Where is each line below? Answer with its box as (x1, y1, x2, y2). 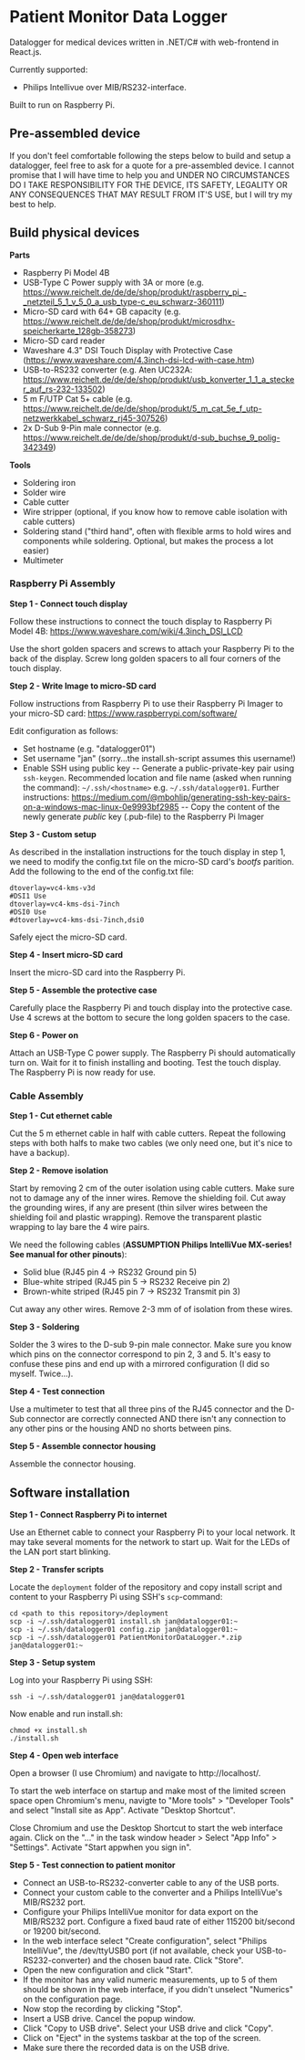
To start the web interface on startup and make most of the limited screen (9, 1785, 286, 1796)
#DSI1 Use (9, 891, 47, 900)
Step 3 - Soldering (9, 1321, 80, 1332)
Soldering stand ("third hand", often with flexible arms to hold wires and (22, 525, 291, 536)
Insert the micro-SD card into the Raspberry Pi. (9, 966, 186, 978)
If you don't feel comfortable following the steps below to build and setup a (9, 150, 291, 161)
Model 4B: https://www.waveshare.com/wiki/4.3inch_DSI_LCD (9, 625, 243, 636)
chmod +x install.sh (9, 1726, 88, 1735)
